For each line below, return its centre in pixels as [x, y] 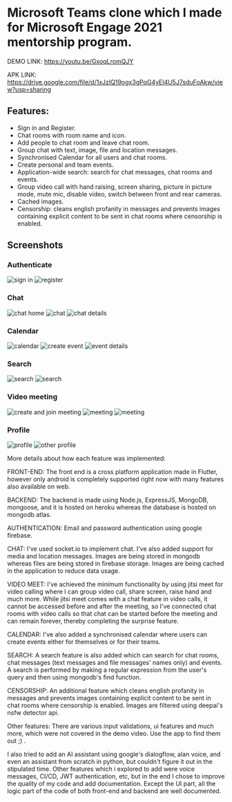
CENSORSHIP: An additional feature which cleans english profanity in [106, 691]
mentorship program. [70, 42]
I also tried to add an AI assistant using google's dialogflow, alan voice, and [114, 754]
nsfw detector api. [33, 712]
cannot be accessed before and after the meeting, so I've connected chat [112, 606]
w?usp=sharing [29, 89]
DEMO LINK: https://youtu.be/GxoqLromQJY [70, 61]
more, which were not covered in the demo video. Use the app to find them [114, 733]
